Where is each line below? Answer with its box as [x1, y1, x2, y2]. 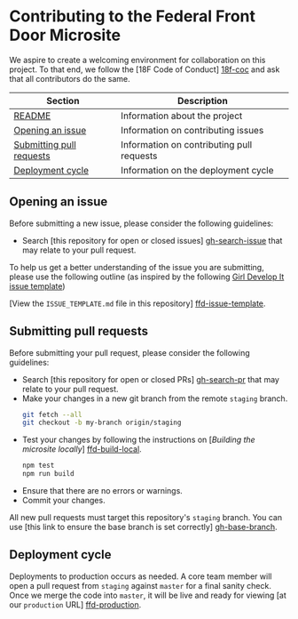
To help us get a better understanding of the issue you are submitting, [9, 261, 264, 272]
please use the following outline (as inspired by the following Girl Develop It [9, 271, 285, 282]
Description [176, 94, 228, 107]
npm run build [21, 470, 74, 478]
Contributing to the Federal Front [9, 6, 255, 27]
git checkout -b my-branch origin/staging [21, 418, 182, 428]
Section [45, 94, 80, 107]
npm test [21, 461, 55, 470]
